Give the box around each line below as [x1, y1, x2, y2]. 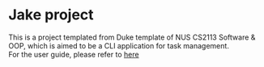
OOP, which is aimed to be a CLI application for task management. [8, 40, 229, 50]
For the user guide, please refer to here [8, 49, 139, 59]
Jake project [8, 6, 95, 24]
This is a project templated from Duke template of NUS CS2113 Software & [8, 32, 256, 42]
